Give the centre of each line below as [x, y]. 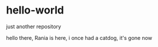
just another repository [34, 26]
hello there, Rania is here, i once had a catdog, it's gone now [79, 38]
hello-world [35, 10]
